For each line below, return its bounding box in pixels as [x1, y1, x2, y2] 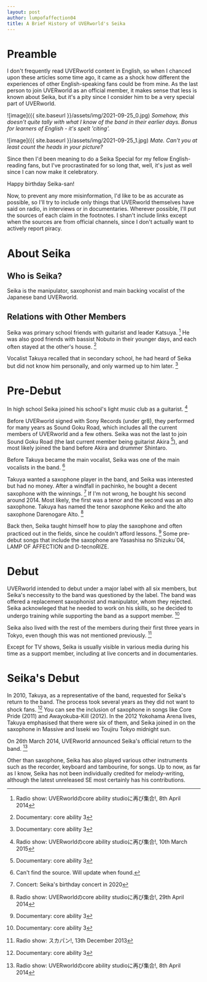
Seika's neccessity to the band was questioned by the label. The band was [7, 591, 197, 598]
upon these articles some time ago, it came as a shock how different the [7, 74, 190, 81]
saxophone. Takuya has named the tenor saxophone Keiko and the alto [7, 502, 187, 510]
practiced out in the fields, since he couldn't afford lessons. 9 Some [7, 529, 178, 537]
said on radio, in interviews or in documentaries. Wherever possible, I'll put [7, 205, 196, 213]
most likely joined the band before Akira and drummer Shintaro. [7, 444, 168, 452]
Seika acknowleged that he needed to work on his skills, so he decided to [7, 604, 193, 612]
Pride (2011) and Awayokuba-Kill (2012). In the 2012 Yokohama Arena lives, [7, 712, 197, 719]
